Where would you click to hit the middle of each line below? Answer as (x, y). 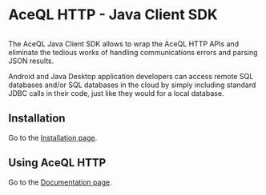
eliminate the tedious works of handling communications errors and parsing (133, 52)
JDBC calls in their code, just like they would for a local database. (116, 93)
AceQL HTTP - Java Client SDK (113, 15)
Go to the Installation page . (53, 137)
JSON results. (31, 61)
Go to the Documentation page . (60, 182)
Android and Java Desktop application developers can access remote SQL (131, 76)
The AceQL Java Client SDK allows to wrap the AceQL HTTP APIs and (123, 44)
